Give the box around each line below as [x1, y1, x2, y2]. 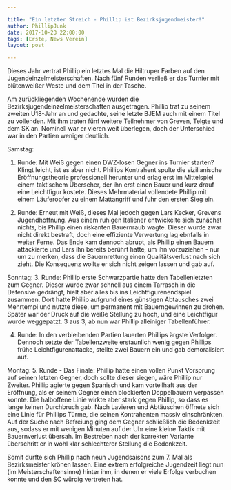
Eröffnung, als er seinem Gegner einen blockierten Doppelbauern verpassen [7, 388, 224, 397]
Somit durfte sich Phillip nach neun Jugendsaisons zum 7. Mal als [7, 453, 193, 462]
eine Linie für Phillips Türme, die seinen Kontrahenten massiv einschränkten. [7, 411, 224, 419]
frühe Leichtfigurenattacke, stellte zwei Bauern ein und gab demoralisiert [17, 346, 225, 354]
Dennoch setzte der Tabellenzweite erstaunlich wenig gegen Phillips [17, 338, 212, 346]
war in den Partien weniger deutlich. [7, 132, 110, 140]
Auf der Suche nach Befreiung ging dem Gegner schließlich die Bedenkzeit [7, 417, 221, 426]
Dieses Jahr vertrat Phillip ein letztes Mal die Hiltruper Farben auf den [7, 67, 205, 75]
